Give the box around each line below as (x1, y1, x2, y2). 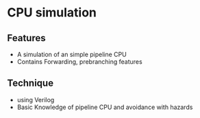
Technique (7, 78, 53, 89)
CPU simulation (7, 5, 97, 21)
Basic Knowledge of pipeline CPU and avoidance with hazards (16, 103, 193, 111)
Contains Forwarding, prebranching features (16, 58, 142, 66)
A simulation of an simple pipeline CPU (16, 50, 127, 58)
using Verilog (16, 95, 55, 104)
